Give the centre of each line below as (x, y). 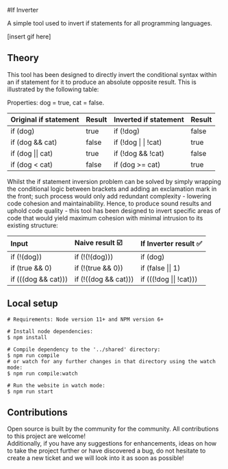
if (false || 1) (160, 268)
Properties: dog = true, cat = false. (56, 102)
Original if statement (45, 119)
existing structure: (33, 225)
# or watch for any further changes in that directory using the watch (111, 361)
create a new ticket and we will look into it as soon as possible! (96, 458)
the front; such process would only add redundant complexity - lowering (109, 196)
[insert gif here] (29, 36)
